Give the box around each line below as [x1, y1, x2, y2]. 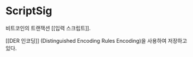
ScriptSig [5, 4, 53, 18]
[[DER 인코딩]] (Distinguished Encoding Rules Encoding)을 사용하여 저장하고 [5, 37, 188, 44]
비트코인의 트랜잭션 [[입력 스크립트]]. [5, 24, 91, 31]
